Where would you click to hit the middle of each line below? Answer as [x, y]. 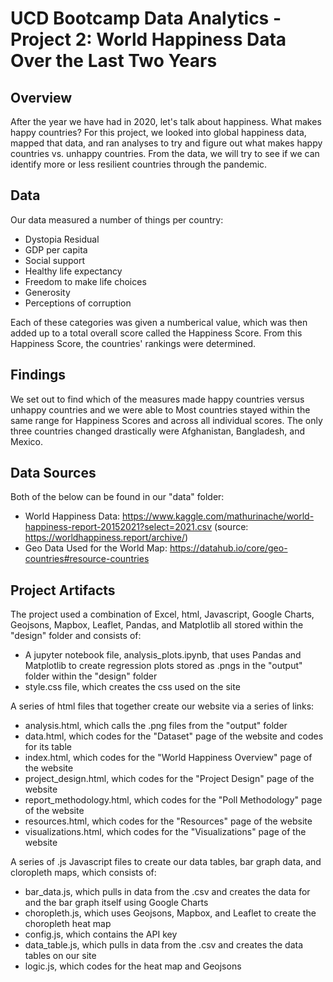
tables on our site [60, 956]
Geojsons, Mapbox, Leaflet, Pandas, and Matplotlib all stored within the [157, 625]
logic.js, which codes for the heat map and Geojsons [133, 966]
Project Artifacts [63, 590]
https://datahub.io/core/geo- [228, 548]
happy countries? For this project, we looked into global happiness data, [158, 132]
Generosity [47, 292]
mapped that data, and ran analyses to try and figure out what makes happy [166, 143]
